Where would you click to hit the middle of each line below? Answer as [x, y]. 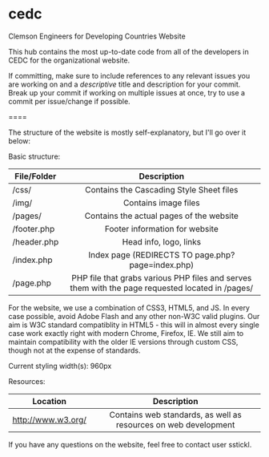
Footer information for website [161, 228]
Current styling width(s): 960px [60, 366]
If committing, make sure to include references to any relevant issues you [129, 75]
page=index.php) [162, 265]
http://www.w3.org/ [49, 419]
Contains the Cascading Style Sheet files [162, 189]
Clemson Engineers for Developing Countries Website [97, 36]
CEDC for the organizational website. [69, 60]
